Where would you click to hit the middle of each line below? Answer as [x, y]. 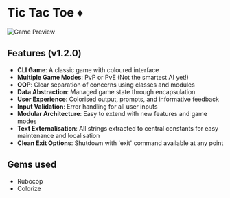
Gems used [32, 165]
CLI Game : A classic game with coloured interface [88, 69]
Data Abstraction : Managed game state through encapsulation [106, 91]
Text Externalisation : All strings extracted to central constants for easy [117, 128]
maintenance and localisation [58, 135]
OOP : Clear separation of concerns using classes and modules [106, 85]
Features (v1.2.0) [44, 53]
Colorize [29, 188]
